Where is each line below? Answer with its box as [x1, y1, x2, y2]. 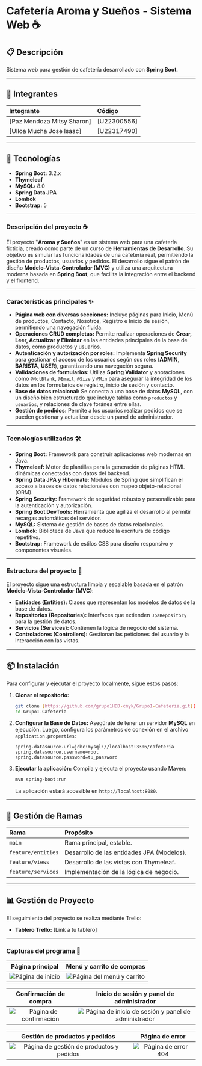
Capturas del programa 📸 [6, 946, 81, 955]
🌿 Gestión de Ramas [6, 810, 83, 821]
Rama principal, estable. [64, 839, 132, 847]
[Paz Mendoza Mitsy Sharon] [9, 117, 91, 125]
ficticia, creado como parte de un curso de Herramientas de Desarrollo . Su [6, 245, 194, 252]
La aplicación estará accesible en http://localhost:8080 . [14, 787, 158, 795]
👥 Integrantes [6, 89, 58, 99]
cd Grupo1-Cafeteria [14, 709, 67, 715]
